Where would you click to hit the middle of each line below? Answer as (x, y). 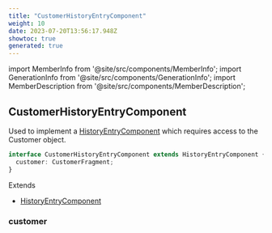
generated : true (36, 46)
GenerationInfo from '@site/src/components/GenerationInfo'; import (122, 78)
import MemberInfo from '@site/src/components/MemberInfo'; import (125, 69)
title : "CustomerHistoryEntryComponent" (78, 16)
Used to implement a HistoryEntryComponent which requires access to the (134, 131)
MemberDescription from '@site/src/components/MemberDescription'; (127, 87)
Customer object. (37, 139)
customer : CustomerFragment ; (65, 162)
